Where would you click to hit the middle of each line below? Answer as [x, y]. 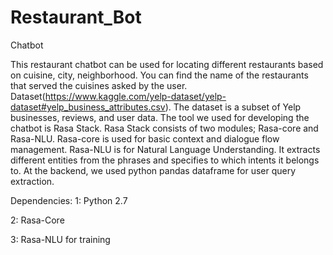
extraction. [32, 181]
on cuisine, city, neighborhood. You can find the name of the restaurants [159, 75]
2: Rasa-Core [37, 220]
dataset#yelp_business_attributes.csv [88, 107]
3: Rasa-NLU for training [60, 239]
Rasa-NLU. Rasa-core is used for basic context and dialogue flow [145, 138]
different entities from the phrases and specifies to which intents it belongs [165, 160]
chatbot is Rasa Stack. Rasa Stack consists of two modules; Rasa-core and [164, 128]
